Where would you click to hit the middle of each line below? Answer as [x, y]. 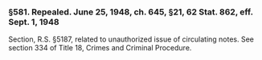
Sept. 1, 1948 [34, 22]
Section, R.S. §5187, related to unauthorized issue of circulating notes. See [131, 39]
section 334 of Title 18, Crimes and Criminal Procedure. [100, 48]
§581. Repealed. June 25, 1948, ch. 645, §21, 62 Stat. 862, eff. [131, 12]
